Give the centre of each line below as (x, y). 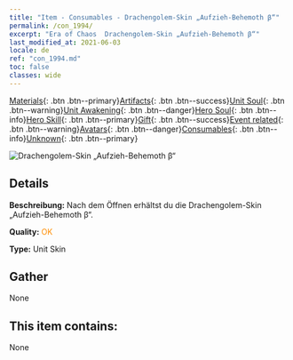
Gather (29, 276)
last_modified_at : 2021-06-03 (65, 42)
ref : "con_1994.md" (45, 59)
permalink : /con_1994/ (51, 26)
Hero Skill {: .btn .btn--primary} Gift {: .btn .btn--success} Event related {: (155, 119)
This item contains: (63, 326)
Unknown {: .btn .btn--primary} (82, 138)
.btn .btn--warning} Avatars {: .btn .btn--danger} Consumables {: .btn (132, 129)
